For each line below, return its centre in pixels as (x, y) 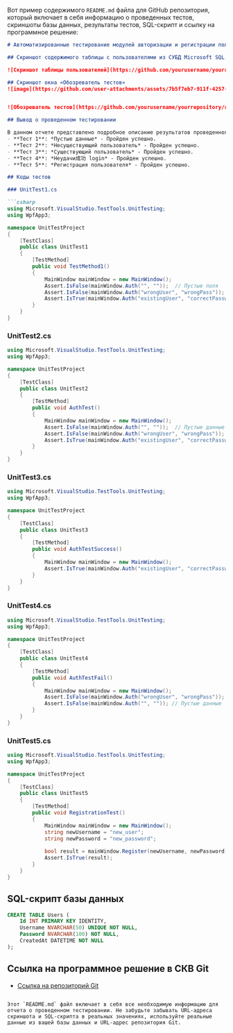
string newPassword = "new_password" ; (100, 839)
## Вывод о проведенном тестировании (62, 120)
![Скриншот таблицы (35, 70)
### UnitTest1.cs (32, 190)
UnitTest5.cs (29, 740)
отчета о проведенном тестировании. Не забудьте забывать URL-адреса (110, 1010)
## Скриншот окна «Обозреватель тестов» (67, 83)
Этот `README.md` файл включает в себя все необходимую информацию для (113, 1004)
